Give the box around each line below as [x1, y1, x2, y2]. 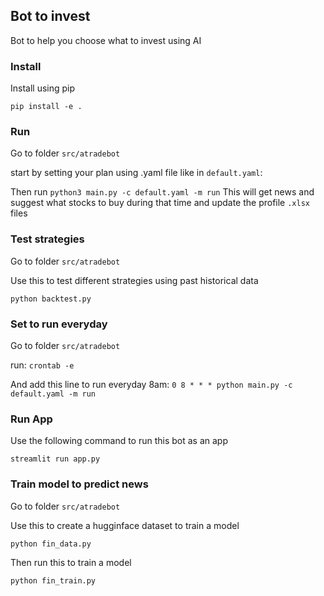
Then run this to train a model [10, 556, 132, 568]
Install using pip [10, 82, 76, 94]
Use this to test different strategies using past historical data [10, 274, 259, 286]
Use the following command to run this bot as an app [10, 435, 229, 447]
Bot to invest [10, 8, 91, 25]
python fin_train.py [10, 575, 97, 586]
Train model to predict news [10, 477, 149, 491]
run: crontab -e [10, 359, 75, 371]
